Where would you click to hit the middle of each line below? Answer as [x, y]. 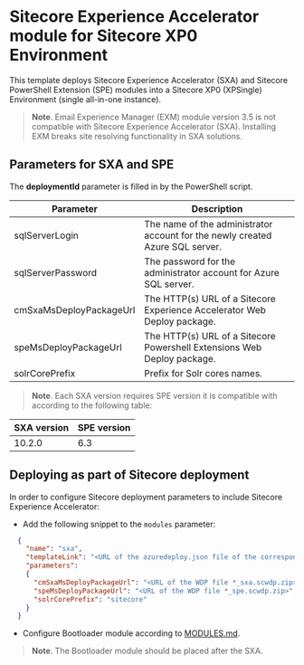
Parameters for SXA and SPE [92, 165]
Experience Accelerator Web [205, 309]
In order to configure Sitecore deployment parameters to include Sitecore [146, 497]
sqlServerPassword [56, 272]
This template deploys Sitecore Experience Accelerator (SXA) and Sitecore [148, 80]
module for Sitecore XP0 [104, 36]
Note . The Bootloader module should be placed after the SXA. [147, 651]
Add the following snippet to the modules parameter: [119, 524]
